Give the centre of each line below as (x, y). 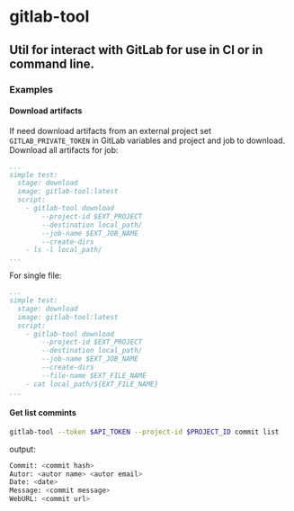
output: (22, 449)
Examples (31, 89)
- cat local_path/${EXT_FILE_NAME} (92, 384)
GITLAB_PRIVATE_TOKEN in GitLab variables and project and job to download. (147, 140)
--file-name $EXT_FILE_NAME (94, 375)
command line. (52, 63)
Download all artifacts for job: (64, 149)
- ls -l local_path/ (64, 250)
